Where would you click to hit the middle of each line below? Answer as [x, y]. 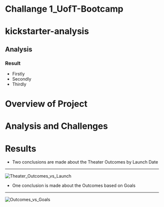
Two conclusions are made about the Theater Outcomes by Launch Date [85, 162]
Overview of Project [46, 104]
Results [21, 149]
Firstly [19, 74]
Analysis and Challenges [57, 126]
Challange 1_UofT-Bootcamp [64, 9]
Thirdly [19, 84]
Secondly [22, 79]
